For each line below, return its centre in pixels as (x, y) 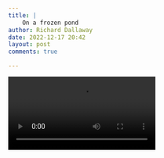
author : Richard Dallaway (50, 30)
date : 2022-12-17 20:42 (47, 37)
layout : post (29, 45)
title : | (22, 15)
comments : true (33, 52)
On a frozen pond (51, 23)
